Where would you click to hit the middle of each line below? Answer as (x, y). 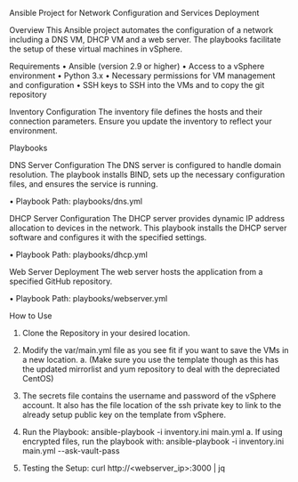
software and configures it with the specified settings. (108, 237)
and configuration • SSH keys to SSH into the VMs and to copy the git (137, 85)
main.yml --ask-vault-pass (71, 451)
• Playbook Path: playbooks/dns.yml (76, 201)
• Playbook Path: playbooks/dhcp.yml (79, 254)
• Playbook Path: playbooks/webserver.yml (89, 298)
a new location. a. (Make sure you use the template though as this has (150, 360)
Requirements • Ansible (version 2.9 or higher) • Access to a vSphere (137, 66)
